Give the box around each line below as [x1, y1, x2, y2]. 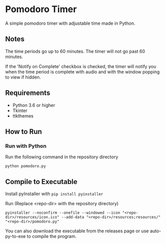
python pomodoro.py [5, 164, 46, 169]
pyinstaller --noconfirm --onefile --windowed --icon [5, 210, 121, 215]
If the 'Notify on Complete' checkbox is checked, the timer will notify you [5, 63, 156, 69]
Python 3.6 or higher [12, 102, 55, 108]
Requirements [5, 89, 50, 97]
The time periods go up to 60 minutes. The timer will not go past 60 [5, 48, 145, 54]
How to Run [5, 127, 42, 136]
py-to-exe [5, 233, 26, 239]
